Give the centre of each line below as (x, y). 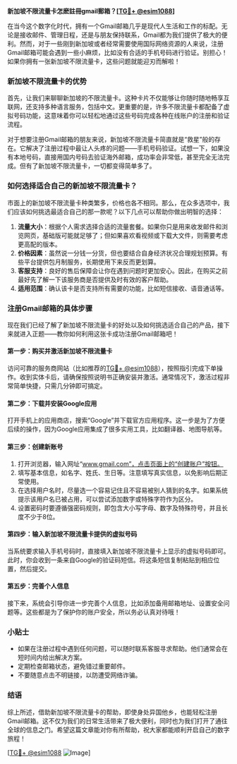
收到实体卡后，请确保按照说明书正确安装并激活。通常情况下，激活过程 (121, 377)
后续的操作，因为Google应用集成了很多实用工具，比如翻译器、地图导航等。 (117, 429)
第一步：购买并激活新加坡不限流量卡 (60, 351)
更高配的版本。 (39, 244)
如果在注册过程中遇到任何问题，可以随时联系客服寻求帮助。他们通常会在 (122, 649)
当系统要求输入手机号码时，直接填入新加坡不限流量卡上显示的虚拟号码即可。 (119, 551)
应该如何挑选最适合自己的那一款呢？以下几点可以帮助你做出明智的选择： (118, 212)
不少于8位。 (41, 516)
